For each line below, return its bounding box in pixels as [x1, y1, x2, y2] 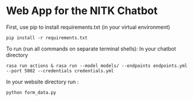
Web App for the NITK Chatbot [6, 4, 158, 18]
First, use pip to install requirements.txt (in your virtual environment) [6, 23, 170, 31]
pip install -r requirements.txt [6, 35, 88, 41]
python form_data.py [6, 89, 57, 95]
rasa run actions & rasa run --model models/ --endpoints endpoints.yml [6, 63, 188, 69]
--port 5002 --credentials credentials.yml [6, 68, 114, 74]
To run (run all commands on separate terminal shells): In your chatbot [6, 45, 176, 52]
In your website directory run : [6, 78, 79, 85]
